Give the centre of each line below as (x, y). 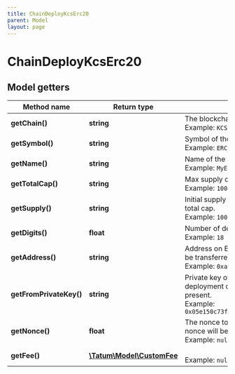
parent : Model (28, 20)
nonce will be (206, 331)
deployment (204, 286)
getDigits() (29, 233)
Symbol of (201, 139)
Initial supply (205, 199)
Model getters (38, 87)
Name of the (205, 159)
